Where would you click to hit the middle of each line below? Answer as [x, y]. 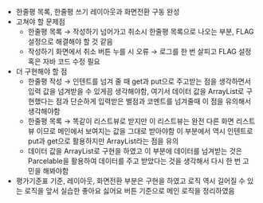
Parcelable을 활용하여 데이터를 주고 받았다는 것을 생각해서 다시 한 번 [134, 161]
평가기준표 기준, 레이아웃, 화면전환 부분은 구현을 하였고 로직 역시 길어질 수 [130, 181]
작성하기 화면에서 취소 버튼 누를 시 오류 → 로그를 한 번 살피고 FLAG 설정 [139, 51]
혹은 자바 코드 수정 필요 [64, 61]
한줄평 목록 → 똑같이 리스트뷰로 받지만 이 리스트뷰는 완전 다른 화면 [131, 121]
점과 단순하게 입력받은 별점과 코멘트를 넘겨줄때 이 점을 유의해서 [153, 101]
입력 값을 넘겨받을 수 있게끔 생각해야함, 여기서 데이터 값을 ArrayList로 [136, 91]
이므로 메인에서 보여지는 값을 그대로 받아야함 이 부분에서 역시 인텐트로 [145, 131]
